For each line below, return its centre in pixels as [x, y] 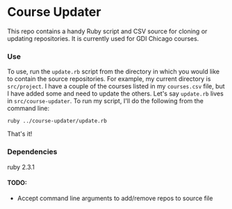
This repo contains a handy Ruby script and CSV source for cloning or [107, 31]
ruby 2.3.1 [21, 167]
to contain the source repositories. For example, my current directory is [109, 79]
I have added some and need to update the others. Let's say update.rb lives [115, 93]
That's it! [20, 134]
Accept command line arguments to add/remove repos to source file [115, 198]
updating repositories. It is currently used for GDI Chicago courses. [103, 38]
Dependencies [32, 152]
